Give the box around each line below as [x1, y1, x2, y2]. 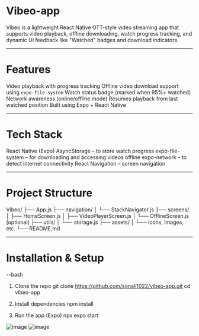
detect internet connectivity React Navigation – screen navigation [6, 160, 166, 167]
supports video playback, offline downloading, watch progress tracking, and [6, 30, 192, 37]
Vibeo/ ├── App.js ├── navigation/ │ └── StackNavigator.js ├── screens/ [6, 206, 190, 213]
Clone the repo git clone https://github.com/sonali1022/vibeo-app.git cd [14, 282, 191, 289]
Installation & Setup [6, 251, 104, 265]
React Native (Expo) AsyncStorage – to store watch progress [6, 147, 155, 154]
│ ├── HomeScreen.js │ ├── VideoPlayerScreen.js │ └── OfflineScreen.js [6, 212, 190, 219]
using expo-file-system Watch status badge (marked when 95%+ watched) [6, 88, 191, 96]
